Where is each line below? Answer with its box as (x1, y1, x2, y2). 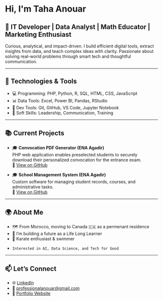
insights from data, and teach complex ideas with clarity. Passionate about (5, 49, 154, 54)
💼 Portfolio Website (12, 290, 51, 297)
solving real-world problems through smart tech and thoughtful (5, 53, 131, 59)
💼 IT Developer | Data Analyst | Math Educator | (5, 23, 150, 31)
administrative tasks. (12, 184, 54, 190)
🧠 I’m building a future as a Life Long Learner (12, 231, 102, 236)
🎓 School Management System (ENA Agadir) (12, 171, 106, 178)
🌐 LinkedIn (12, 280, 34, 286)
